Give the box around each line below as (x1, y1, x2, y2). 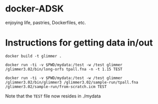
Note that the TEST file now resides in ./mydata (5, 93, 101, 99)
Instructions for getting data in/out (5, 37, 153, 48)
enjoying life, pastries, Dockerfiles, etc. (5, 19, 87, 25)
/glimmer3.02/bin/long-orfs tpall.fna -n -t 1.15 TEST (5, 66, 123, 71)
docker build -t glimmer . (5, 53, 62, 58)
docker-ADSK (5, 3, 64, 14)
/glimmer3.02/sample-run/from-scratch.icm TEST (5, 84, 107, 89)
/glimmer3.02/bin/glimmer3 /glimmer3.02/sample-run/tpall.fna (5, 79, 138, 85)
